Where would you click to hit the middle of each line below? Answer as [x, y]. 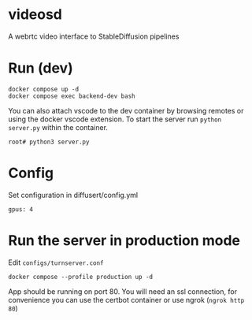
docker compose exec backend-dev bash [72, 96]
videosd [35, 15]
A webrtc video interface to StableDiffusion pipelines [94, 36]
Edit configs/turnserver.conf [56, 262]
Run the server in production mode [124, 240]
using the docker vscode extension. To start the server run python [115, 119]
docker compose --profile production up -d [81, 277]
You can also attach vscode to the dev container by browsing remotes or [126, 110]
